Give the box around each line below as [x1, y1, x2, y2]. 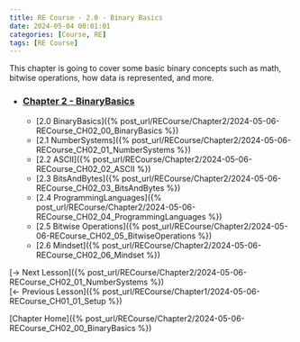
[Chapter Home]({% [9, 312, 84, 324]
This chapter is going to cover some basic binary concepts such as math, [9, 63, 282, 74]
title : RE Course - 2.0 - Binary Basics [9, 13, 164, 22]
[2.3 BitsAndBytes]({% [35, 173, 120, 184]
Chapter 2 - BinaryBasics [22, 95, 135, 108]
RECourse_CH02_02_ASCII [35, 163, 135, 174]
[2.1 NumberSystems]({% [35, 134, 131, 145]
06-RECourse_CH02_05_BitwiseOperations [35, 230, 196, 241]
